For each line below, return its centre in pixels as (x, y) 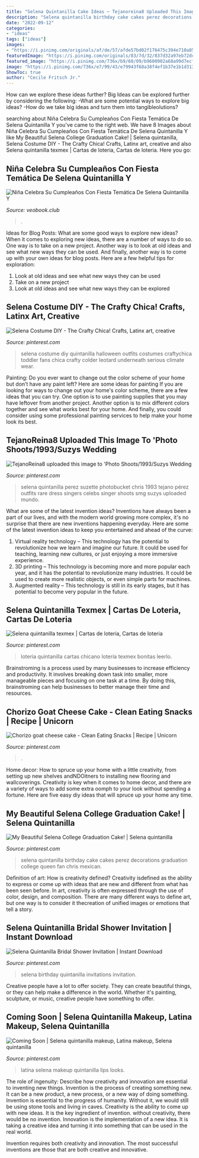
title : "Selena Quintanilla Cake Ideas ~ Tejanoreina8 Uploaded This (94, 12)
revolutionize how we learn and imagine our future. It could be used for (101, 547)
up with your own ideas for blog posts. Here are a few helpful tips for (90, 258)
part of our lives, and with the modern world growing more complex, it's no (97, 517)
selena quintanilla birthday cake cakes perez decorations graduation (104, 860)
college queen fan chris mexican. (61, 866)
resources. (19, 693)
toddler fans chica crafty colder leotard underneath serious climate (102, 360)
